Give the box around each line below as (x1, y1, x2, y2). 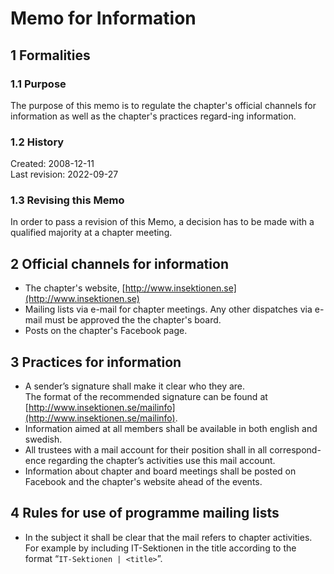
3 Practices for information (10, 353, 182, 371)
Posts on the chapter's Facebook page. (24, 325, 188, 337)
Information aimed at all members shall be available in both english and (24, 423, 318, 435)
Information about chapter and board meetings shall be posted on (24, 465, 297, 477)
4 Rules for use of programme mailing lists (10, 505, 280, 522)
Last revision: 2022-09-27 (10, 168, 119, 181)
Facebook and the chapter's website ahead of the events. (24, 476, 263, 488)
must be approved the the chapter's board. (44, 314, 222, 326)
